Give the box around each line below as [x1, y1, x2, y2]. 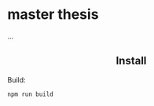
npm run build [7, 90, 54, 98]
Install [115, 54, 147, 68]
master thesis [7, 5, 99, 24]
